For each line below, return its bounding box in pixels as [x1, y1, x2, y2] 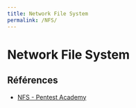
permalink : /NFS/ [7, 17, 58, 24]
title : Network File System [7, 10, 89, 17]
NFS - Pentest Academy [17, 93, 87, 101]
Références [7, 75, 58, 86]
